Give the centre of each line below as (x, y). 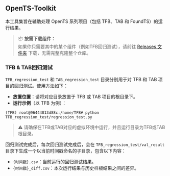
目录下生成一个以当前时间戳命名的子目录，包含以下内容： (66, 151)
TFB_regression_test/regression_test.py (49, 117)
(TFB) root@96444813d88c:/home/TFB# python (52, 113)
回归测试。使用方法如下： (41, 86)
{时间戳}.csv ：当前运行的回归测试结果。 (54, 162)
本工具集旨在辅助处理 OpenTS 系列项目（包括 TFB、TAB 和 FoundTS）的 (82, 21)
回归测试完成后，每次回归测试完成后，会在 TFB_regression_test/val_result (85, 144)
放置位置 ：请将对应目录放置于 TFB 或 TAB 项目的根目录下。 (75, 97)
